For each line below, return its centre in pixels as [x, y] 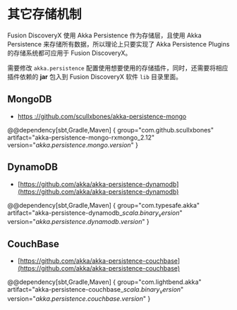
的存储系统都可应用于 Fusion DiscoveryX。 [69, 53]
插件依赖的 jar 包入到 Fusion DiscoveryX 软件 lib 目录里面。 [95, 76]
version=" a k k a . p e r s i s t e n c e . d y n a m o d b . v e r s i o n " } [78, 222]
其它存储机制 [45, 14]
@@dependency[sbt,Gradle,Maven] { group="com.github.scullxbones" [110, 130]
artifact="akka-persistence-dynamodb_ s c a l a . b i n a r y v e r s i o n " [95, 213]
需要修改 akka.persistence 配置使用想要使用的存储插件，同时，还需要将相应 [118, 68]
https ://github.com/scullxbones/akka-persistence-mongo [102, 116]
